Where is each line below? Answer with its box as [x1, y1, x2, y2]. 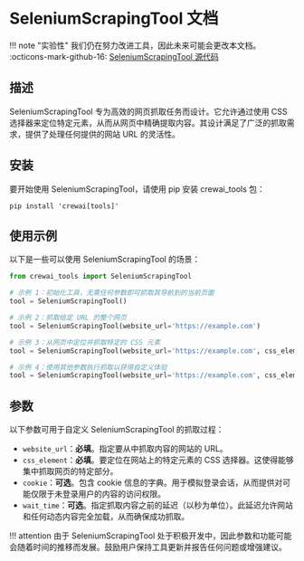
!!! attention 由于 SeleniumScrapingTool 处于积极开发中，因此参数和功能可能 [9, 530, 292, 541]
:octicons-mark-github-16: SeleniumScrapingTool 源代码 [9, 51, 219, 62]
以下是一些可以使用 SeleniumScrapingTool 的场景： [9, 254, 201, 265]
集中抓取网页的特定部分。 [22, 466, 119, 477]
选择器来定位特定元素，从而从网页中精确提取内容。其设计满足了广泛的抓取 [9, 117, 287, 128]
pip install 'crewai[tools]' [9, 201, 119, 211]
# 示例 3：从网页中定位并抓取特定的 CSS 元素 [9, 338, 161, 347]
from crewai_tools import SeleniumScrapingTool [9, 272, 193, 281]
